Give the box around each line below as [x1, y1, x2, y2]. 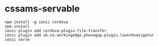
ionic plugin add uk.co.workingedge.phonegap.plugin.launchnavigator [5, 32, 154, 37]
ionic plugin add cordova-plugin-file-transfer [5, 28, 107, 33]
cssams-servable [5, 3, 80, 14]
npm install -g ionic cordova [5, 19, 69, 24]
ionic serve [5, 37, 30, 42]
